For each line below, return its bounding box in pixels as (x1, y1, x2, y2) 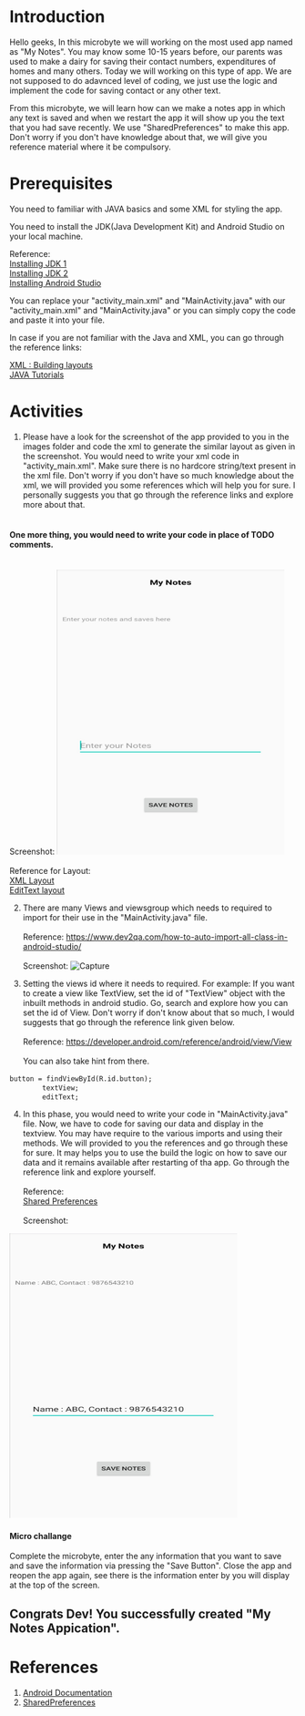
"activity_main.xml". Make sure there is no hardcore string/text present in (22, 460, 297, 471)
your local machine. (9, 231, 84, 241)
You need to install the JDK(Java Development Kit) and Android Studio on (9, 221, 285, 231)
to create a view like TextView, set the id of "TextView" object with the (22, 988, 286, 999)
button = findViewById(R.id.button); (9, 1074, 153, 1084)
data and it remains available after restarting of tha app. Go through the (22, 1157, 290, 1168)
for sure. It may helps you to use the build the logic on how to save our (22, 1147, 288, 1158)
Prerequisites (9, 173, 114, 194)
